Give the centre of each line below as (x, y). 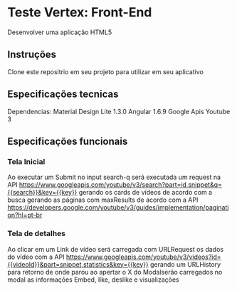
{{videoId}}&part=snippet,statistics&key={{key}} (78, 264)
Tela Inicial (26, 161)
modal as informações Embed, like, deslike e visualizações (93, 280)
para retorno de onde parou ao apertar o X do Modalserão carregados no (115, 272)
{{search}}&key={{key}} (42, 193)
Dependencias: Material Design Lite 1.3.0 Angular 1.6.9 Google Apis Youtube (119, 111)
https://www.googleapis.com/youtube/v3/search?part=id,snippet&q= (120, 185)
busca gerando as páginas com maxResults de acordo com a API (103, 200)
